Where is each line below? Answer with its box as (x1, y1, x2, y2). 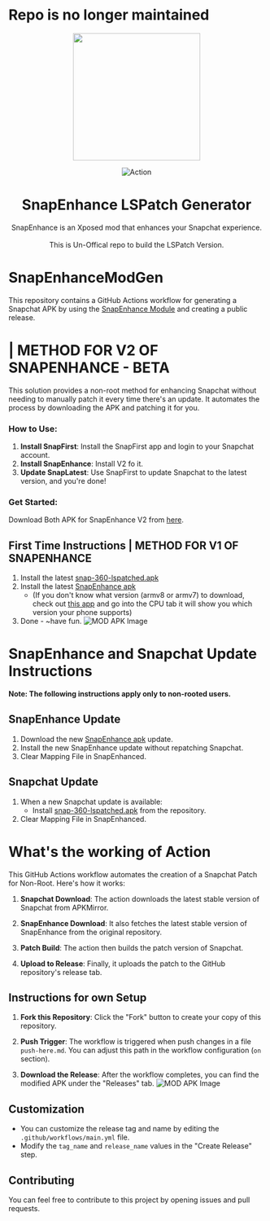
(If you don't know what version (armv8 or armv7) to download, (32, 591, 246, 600)
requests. (8, 1204, 41, 1214)
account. (20, 450, 50, 460)
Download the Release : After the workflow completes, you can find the (20, 1069, 259, 1080)
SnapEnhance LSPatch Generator (21, 195, 252, 214)
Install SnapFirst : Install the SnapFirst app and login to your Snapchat (20, 441, 255, 451)
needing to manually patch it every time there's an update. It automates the (8, 393, 260, 404)
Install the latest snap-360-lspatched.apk (20, 573, 159, 583)
